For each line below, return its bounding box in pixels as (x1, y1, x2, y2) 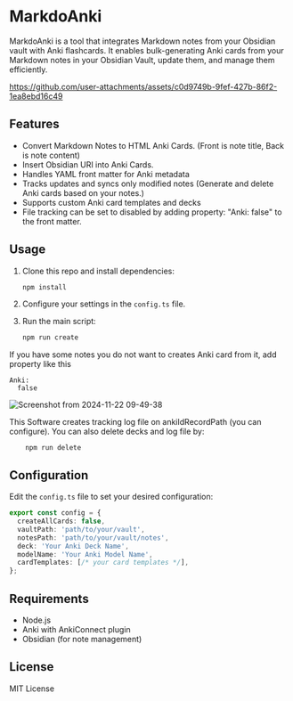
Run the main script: (21, 316, 96, 327)
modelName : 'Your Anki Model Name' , (17, 550, 153, 558)
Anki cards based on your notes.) (21, 187, 145, 198)
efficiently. (9, 64, 48, 75)
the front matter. (21, 216, 82, 226)
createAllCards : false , (17, 517, 105, 526)
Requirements (9, 591, 89, 607)
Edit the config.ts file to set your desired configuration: (9, 492, 214, 502)
